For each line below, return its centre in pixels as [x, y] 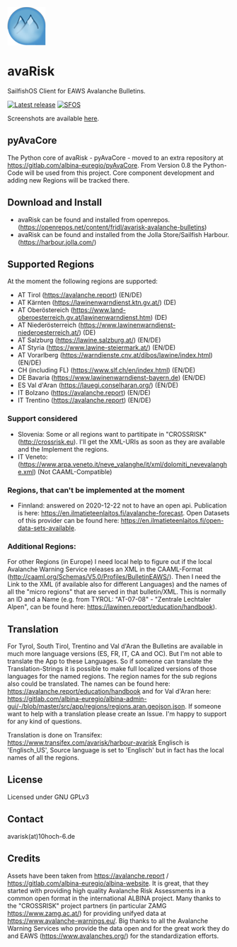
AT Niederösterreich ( [49, 325]
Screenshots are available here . [53, 118]
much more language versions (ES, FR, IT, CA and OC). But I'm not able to [115, 654]
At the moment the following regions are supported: [82, 281]
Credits [24, 859]
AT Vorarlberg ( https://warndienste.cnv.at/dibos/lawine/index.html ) [115, 355]
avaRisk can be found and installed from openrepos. [94, 219]
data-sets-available [46, 528]
